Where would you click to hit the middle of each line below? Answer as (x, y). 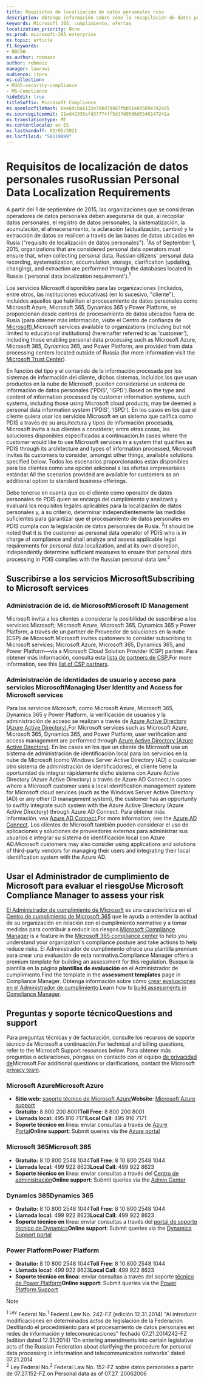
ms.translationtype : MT (36, 119)
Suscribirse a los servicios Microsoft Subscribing (100, 578)
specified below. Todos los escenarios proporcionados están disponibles (97, 462)
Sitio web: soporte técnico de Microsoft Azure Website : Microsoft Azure (105, 1099)
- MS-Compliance (27, 91)
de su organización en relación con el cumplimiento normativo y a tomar (97, 923)
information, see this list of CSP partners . (58, 664)
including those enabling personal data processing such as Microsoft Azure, (101, 340)
